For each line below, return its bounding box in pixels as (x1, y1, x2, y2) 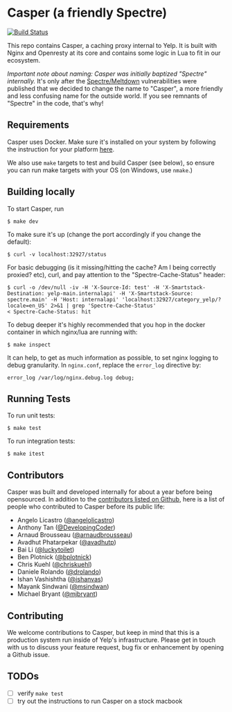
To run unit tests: (7, 411, 55, 420)
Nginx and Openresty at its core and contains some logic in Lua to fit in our (7, 49, 221, 57)
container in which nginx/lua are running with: (7, 328, 138, 336)
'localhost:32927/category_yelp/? (121, 296, 222, 303)
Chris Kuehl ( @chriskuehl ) (17, 561, 92, 569)
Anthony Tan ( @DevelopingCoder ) (17, 523, 116, 532)
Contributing (7, 610, 64, 622)
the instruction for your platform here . (7, 144, 115, 154)
